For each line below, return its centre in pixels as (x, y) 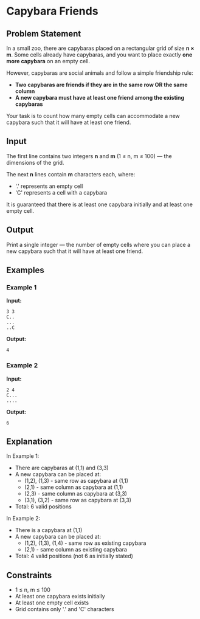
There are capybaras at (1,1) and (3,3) (62, 468)
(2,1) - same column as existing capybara (76, 550)
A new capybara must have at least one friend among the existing (100, 98)
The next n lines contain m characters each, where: (71, 174)
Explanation (29, 441)
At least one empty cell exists (52, 603)
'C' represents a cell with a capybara (61, 192)
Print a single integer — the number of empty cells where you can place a (98, 244)
